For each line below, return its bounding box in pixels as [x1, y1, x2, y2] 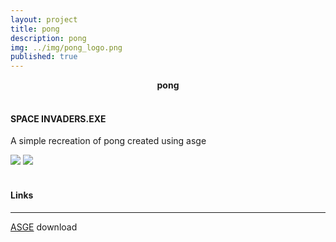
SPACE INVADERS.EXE [10, 112, 107, 125]
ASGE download [10, 221, 78, 233]
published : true [10, 52, 78, 62]
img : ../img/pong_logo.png [10, 42, 123, 53]
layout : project [10, 14, 78, 25]
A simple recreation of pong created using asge [10, 135, 207, 147]
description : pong [10, 33, 87, 43]
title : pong [10, 24, 60, 34]
